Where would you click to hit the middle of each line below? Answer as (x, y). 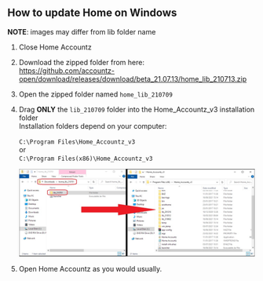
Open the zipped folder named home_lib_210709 (96, 94)
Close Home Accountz (55, 47)
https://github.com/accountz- (67, 71)
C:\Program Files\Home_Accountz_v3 (77, 142)
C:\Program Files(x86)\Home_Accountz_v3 (86, 159)
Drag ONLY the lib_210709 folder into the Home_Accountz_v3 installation (137, 109)
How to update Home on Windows (92, 13)
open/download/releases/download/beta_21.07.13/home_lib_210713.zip (133, 78)
